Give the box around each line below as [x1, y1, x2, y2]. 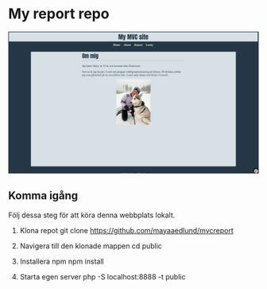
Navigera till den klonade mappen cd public [19, 240, 163, 251]
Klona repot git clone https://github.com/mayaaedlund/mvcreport [19, 225, 234, 235]
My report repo [8, 5, 110, 23]
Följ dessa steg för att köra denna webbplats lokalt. [8, 210, 176, 220]
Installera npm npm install [19, 256, 105, 266]
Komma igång [8, 189, 79, 203]
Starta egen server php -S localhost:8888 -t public [19, 271, 186, 281]
